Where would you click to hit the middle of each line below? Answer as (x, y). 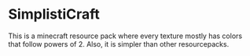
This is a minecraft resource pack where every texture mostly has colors (125, 36)
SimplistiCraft (54, 14)
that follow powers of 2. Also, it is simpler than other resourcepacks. (119, 44)
